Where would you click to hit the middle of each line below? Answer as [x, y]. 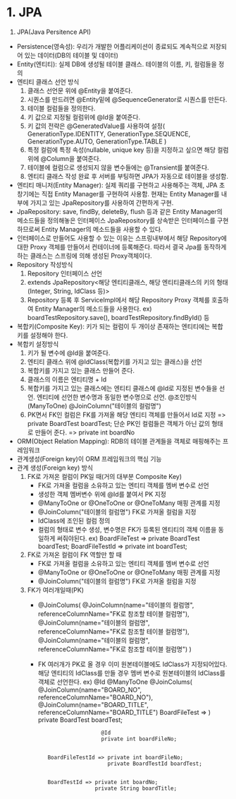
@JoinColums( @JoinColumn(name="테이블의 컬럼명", [116, 605]
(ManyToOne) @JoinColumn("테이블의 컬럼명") [94, 406]
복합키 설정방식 [38, 344]
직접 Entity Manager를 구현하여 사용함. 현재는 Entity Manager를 [130, 194]
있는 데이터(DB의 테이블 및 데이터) [72, 55]
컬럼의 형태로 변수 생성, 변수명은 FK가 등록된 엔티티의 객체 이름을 [127, 529]
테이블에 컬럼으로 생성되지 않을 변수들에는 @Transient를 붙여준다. [118, 167]
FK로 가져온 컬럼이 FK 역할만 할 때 [75, 555]
